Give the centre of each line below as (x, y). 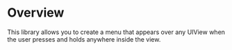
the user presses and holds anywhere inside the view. (84, 39)
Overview (36, 13)
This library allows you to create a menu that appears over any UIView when (116, 32)
